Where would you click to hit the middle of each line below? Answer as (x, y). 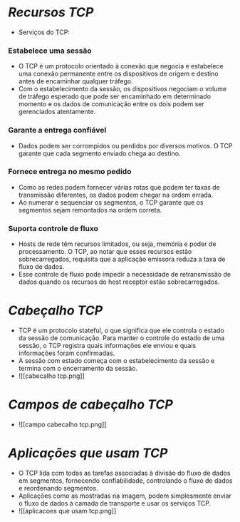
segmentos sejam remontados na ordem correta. (90, 210)
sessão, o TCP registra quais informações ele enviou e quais (107, 346)
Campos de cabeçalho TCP (90, 405)
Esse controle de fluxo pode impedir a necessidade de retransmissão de (124, 275)
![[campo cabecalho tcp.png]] (62, 424)
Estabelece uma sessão (50, 51)
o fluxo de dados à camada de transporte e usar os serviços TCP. (115, 503)
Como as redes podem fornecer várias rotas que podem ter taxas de (119, 187)
